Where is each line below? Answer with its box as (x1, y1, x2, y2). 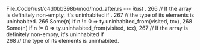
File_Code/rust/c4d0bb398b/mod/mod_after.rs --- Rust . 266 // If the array (6, 5, 192, 12)
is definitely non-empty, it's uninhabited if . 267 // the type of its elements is (6, 11, 195, 19)
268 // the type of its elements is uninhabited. (6, 37, 119, 44)
